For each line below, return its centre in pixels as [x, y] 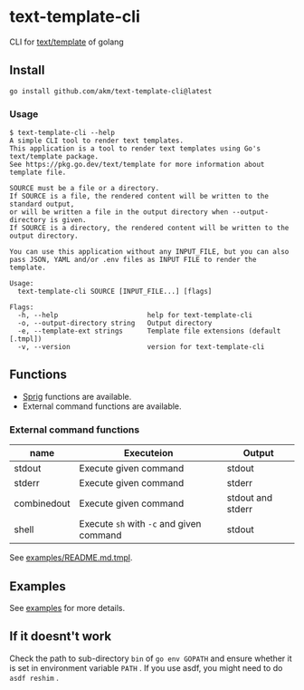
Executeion [148, 453]
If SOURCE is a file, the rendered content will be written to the [139, 197]
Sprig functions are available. [77, 396]
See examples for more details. [67, 607]
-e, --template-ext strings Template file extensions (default [149, 331]
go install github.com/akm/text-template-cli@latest [111, 91]
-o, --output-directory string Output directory [115, 324]
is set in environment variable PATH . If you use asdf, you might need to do [146, 667]
